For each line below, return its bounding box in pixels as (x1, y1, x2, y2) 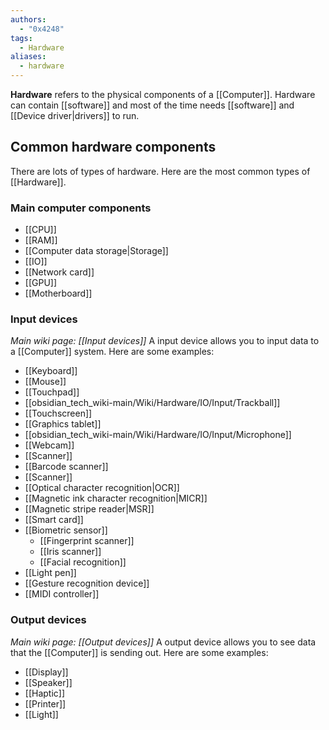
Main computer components (10, 201, 152, 215)
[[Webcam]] (24, 439, 75, 451)
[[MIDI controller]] (24, 588, 100, 600)
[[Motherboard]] (24, 287, 93, 300)
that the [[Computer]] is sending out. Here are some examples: (10, 646, 269, 658)
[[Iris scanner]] (39, 546, 102, 558)
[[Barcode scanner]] (24, 461, 109, 473)
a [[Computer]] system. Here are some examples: (10, 346, 215, 358)
